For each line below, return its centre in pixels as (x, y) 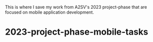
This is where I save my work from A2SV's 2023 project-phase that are (76, 7)
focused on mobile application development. (50, 12)
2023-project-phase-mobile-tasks (76, 32)
